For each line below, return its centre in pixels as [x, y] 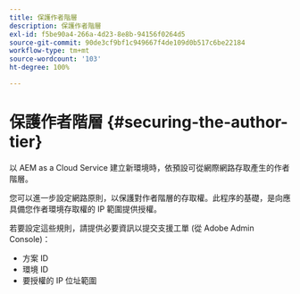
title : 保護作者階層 [43, 17]
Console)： [30, 239]
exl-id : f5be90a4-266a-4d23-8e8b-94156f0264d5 [97, 34]
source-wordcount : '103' [55, 59]
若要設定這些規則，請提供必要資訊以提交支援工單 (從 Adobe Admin [132, 228]
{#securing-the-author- [197, 122]
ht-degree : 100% [39, 68]
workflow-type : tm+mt [50, 51]
